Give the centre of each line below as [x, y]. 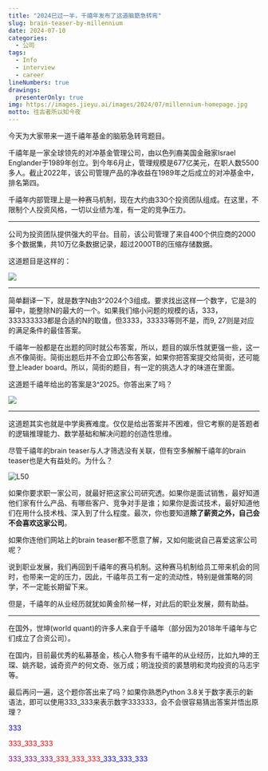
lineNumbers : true [39, 82]
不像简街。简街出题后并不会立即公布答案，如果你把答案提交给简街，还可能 [137, 357]
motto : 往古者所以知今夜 [45, 113]
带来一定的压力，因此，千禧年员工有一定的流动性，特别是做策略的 [137, 577]
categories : [28, 38]
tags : [17, 53]
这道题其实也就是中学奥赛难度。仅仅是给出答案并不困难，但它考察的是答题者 [134, 423]
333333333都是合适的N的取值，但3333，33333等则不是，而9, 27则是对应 [131, 320]
